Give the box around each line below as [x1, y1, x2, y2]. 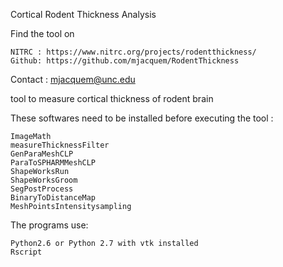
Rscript [10, 247, 43, 257]
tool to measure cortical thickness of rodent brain [10, 93, 214, 104]
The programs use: [10, 219, 89, 231]
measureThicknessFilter [10, 140, 110, 150]
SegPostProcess [10, 184, 74, 194]
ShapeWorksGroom [10, 175, 78, 185]
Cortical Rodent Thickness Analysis [10, 9, 157, 20]
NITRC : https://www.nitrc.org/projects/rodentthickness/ [10, 47, 257, 57]
